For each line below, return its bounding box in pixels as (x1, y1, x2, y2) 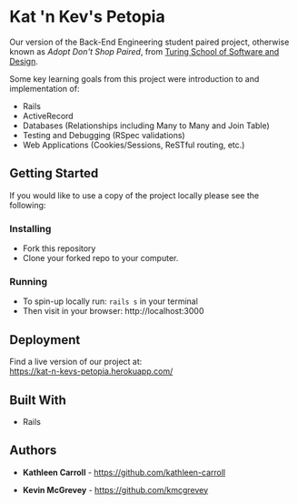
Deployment (9, 332, 81, 348)
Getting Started (9, 166, 99, 181)
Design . (9, 55, 38, 66)
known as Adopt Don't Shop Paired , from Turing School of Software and (9, 45, 280, 56)
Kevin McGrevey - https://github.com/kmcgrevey (22, 484, 209, 495)
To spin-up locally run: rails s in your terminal (22, 296, 198, 307)
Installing (9, 222, 52, 235)
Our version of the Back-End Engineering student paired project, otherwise (9, 36, 290, 47)
